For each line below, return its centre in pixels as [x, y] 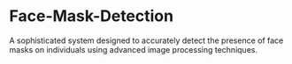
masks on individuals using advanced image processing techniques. [134, 49]
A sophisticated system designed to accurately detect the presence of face [146, 40]
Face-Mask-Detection [92, 16]
